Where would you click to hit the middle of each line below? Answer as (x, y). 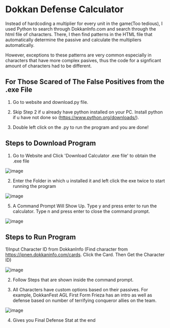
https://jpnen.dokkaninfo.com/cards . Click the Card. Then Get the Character (85, 255)
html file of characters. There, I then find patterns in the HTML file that (79, 34)
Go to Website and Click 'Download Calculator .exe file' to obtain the (84, 155)
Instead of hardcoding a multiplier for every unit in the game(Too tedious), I (84, 23)
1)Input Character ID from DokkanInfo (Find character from (67, 249)
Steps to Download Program (51, 143)
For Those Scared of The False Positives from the (85, 82)
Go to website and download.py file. (50, 102)
